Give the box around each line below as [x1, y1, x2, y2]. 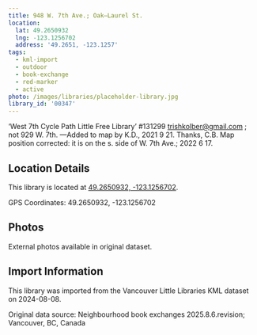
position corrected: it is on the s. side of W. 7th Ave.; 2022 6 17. [8, 139, 214, 148]
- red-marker [15, 78, 59, 86]
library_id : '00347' [8, 100, 77, 108]
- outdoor [15, 63, 47, 71]
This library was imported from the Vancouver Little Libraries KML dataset [8, 286, 249, 295]
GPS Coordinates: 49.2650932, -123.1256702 [8, 197, 157, 207]
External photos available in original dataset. [8, 242, 153, 251]
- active [15, 85, 44, 93]
